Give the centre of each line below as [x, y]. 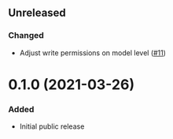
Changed [26, 36]
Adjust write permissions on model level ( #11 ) [93, 53]
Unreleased [37, 13]
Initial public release [52, 126]
